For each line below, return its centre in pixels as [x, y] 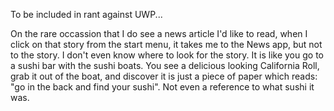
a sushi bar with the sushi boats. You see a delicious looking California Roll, [165, 65]
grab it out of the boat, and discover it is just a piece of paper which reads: [164, 76]
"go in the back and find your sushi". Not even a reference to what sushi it [162, 87]
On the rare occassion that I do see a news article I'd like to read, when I [159, 33]
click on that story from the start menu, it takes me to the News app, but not [166, 44]
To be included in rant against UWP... [86, 14]
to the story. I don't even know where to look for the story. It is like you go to [167, 55]
